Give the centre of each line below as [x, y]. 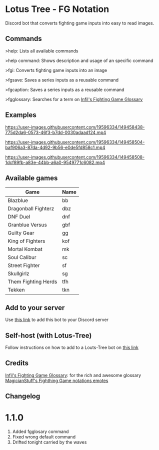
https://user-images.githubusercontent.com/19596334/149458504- [75, 142]
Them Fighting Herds [32, 282]
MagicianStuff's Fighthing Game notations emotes [57, 380]
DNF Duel [19, 217]
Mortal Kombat [25, 249]
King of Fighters [26, 241]
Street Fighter [24, 265]
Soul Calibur [22, 257]
